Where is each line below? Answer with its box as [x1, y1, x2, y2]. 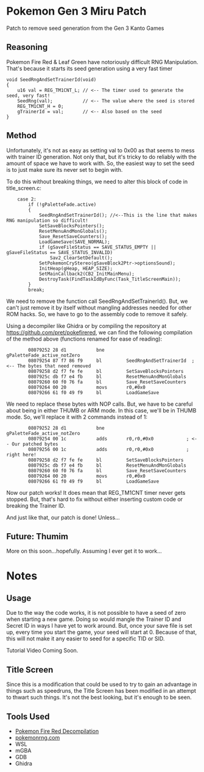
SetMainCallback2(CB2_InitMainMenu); [38, 271, 135, 277]
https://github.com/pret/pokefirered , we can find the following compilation [6, 328, 193, 336]
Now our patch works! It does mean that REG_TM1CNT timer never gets [6, 489, 186, 496]
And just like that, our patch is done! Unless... [6, 514, 120, 521]
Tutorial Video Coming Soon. [6, 647, 79, 654]
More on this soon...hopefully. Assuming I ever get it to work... [6, 547, 163, 555]
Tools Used [6, 711, 50, 721]
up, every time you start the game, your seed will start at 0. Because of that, [6, 629, 197, 636]
